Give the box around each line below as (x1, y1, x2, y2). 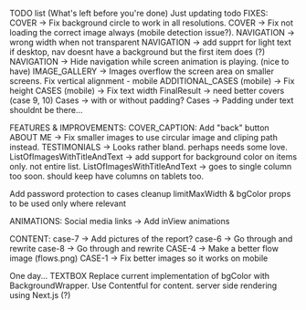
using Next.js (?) (9, 290, 71, 300)
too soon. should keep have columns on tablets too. (9, 170, 204, 181)
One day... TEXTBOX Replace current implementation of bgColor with (9, 271, 270, 281)
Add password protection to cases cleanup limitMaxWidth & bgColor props (9, 189, 291, 199)
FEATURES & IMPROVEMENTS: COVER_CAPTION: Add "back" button (9, 122, 269, 133)
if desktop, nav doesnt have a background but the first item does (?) (9, 46, 266, 57)
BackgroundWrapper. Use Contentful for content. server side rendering (9, 280, 278, 291)
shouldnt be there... (9, 105, 84, 115)
